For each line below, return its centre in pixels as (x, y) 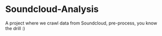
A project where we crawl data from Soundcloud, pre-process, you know (81, 23)
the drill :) (15, 28)
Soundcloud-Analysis (52, 9)
